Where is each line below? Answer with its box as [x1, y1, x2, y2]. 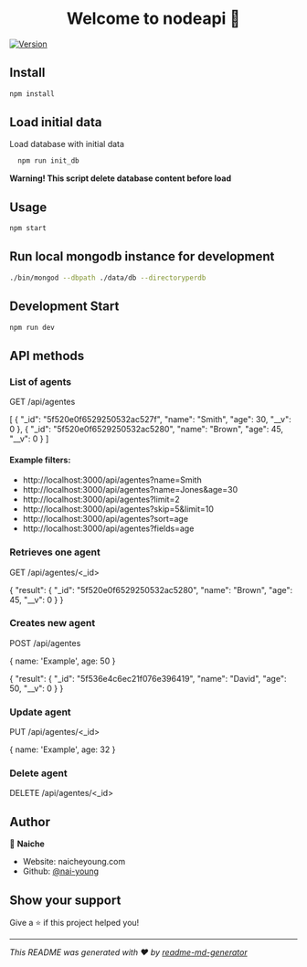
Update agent [9, 706, 71, 718]
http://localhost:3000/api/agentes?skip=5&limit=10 [22, 504, 215, 515]
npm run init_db [17, 156, 79, 165]
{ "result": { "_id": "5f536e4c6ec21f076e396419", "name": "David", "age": [9, 673, 287, 684]
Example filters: [9, 454, 71, 465]
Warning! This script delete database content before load [9, 173, 232, 184]
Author [9, 813, 50, 830]
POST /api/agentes [9, 637, 81, 648]
